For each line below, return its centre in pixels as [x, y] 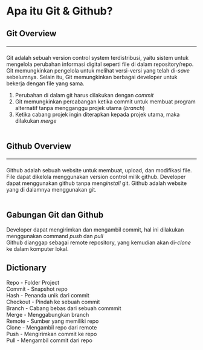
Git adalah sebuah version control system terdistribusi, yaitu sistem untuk [98, 57]
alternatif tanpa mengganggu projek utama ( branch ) [80, 108]
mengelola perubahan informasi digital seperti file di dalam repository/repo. [100, 64]
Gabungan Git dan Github [55, 215]
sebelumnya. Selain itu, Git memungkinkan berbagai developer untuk [92, 77]
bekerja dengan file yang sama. [45, 83]
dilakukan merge [36, 121]
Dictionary [27, 268]
